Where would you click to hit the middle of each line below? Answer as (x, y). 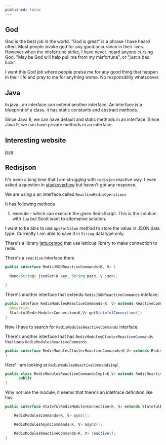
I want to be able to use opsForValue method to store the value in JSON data (82, 228)
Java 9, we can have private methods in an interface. (59, 125)
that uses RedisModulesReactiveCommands (46, 341)
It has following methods (30, 204)
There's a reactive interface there (40, 258)
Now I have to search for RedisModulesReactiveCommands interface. (72, 327)
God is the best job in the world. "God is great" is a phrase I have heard (78, 41)
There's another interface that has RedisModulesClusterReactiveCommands (79, 336)
